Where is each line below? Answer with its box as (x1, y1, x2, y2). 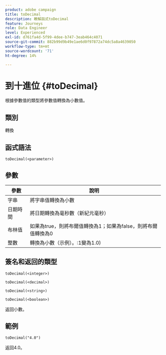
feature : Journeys (5, 21, 43, 26)
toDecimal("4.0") (5, 335, 41, 341)
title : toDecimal (5, 12, 41, 17)
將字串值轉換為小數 (30, 197, 75, 203)
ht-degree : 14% (5, 53, 37, 58)
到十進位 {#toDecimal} (5, 80, 98, 91)
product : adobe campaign (5, 7, 56, 12)
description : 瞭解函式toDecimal (5, 16, 69, 21)
